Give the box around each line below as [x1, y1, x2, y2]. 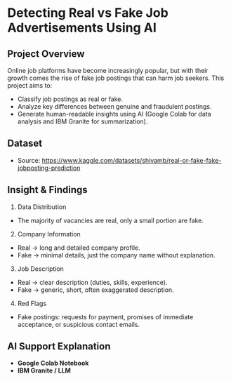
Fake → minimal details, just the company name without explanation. [17, 250, 216, 259]
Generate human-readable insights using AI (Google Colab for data [17, 110, 212, 118]
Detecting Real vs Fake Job [7, 5, 169, 21]
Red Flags [17, 299, 47, 307]
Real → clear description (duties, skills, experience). [17, 278, 168, 286]
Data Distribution [17, 202, 67, 211]
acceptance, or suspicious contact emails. [17, 320, 140, 328]
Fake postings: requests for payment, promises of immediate [17, 312, 194, 321]
